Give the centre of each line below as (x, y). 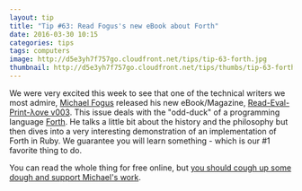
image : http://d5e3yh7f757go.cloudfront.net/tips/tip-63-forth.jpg (138, 59)
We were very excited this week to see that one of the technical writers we (147, 93)
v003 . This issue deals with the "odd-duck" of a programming (165, 112)
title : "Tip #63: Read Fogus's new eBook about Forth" (114, 26)
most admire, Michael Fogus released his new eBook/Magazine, (128, 102)
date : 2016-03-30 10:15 (54, 34)
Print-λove (29, 112)
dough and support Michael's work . (75, 177)
